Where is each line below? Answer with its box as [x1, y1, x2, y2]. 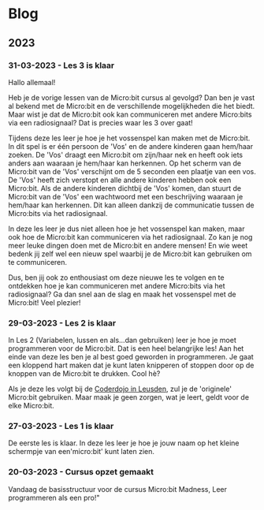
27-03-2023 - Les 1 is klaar [8, 421, 114, 432]
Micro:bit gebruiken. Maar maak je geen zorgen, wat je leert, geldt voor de [8, 393, 250, 402]
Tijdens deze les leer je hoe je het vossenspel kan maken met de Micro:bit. [8, 133, 251, 143]
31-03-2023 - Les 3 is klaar [8, 60, 115, 71]
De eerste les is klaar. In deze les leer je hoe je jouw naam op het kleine [8, 438, 240, 448]
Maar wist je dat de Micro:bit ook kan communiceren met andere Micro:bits [8, 110, 252, 119]
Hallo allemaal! [8, 77, 56, 87]
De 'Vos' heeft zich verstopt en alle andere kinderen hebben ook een [8, 175, 232, 184]
